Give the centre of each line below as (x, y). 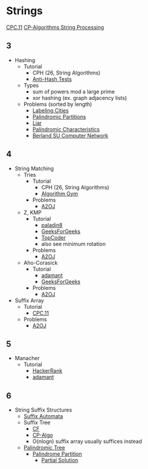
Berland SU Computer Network (70, 135)
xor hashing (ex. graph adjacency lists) (80, 98)
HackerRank (47, 371)
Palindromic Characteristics (66, 129)
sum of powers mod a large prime (74, 91)
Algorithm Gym (59, 193)
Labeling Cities (51, 110)
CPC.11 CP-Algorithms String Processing (55, 27)
